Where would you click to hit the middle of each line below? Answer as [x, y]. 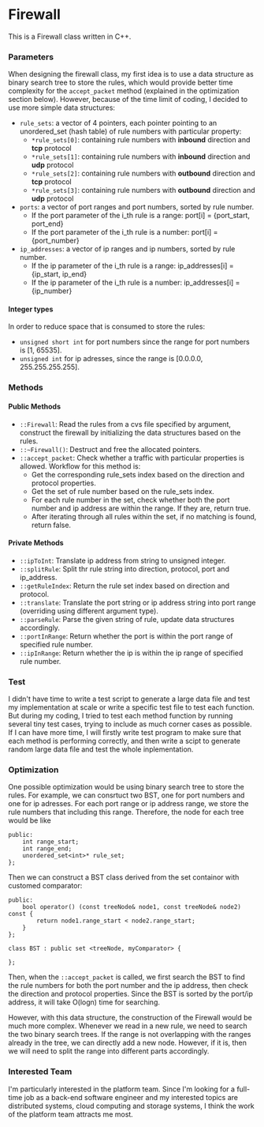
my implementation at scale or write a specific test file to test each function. [131, 707]
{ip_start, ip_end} [59, 274]
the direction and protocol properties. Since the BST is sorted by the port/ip [131, 994]
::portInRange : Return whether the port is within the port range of [126, 636]
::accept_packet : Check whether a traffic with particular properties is [132, 458]
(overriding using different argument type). [89, 611]
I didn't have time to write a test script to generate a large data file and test [129, 699]
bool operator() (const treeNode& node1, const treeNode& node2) [132, 907]
